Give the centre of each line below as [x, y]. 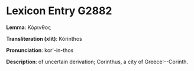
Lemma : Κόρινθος [29, 27]
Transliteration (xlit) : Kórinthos [44, 38]
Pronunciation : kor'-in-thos [40, 50]
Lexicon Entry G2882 [59, 11]
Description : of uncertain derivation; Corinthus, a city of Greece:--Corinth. [97, 62]
